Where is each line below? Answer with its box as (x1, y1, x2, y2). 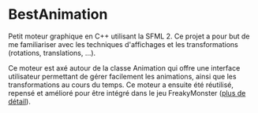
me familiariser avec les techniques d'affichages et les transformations (8, 39, 238, 49)
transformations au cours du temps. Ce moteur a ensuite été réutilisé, (8, 80, 234, 89)
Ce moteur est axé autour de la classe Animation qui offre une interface (8, 63, 241, 72)
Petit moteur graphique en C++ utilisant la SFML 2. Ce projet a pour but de (8, 31, 250, 41)
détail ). (8, 97, 32, 106)
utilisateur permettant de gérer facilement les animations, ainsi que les (8, 71, 237, 81)
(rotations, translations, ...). (8, 48, 96, 57)
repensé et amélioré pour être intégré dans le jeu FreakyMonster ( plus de (8, 88, 246, 97)
